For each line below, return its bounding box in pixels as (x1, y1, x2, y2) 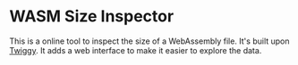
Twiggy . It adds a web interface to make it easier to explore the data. (9, 45, 262, 55)
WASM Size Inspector (9, 6, 175, 27)
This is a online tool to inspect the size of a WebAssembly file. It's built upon (9, 36, 290, 46)
